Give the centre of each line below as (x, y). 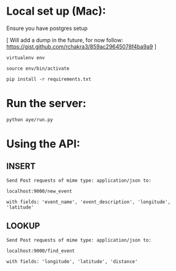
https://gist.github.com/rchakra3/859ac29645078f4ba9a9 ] (82, 46)
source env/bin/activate (38, 69)
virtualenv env (26, 58)
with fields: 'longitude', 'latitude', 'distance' (72, 261)
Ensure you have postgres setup (47, 28)
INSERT (21, 166)
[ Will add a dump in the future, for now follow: (65, 40)
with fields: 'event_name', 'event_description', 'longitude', (89, 202)
